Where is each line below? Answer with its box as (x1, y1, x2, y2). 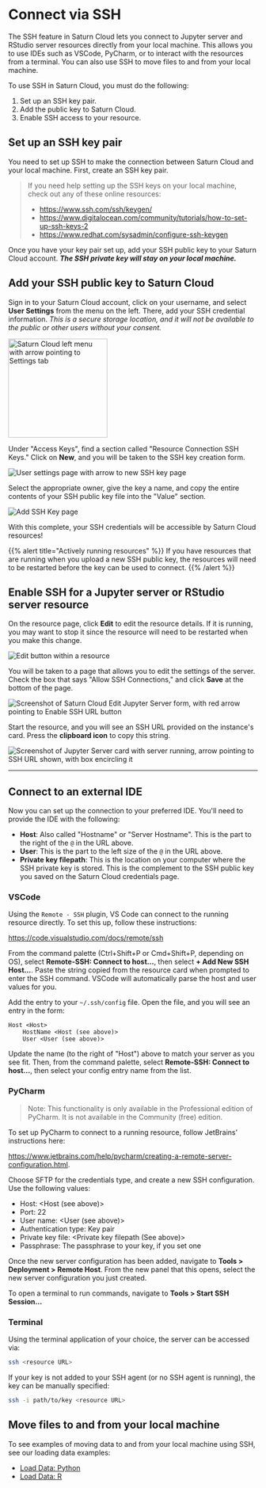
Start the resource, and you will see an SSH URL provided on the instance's (8, 722, 254, 732)
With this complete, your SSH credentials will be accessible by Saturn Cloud (8, 522, 256, 531)
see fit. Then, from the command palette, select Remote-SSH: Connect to (8, 1057, 250, 1067)
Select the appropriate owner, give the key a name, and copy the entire (8, 483, 240, 493)
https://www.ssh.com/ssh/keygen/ (39, 204, 153, 214)
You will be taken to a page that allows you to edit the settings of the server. (8, 667, 256, 676)
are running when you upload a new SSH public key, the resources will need (8, 554, 256, 564)
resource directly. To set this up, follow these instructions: (8, 918, 197, 927)
